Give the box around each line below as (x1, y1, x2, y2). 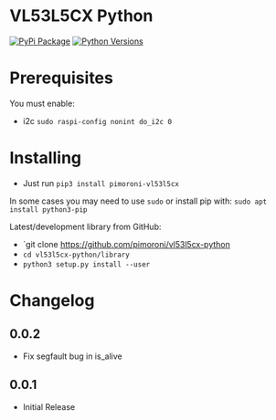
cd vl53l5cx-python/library (22, 250, 130, 259)
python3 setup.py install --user (22, 259, 151, 269)
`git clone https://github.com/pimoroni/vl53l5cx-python (22, 238, 230, 249)
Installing (9, 148, 82, 169)
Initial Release (22, 401, 76, 412)
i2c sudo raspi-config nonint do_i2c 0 (22, 115, 172, 126)
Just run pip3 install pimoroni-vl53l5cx (22, 177, 180, 188)
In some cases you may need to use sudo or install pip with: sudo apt (9, 195, 268, 206)
